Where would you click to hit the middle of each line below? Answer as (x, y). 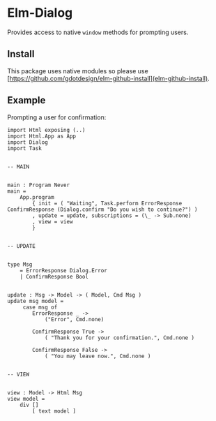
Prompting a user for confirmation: (57, 117)
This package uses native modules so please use (78, 71)
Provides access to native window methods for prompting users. (98, 32)
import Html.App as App (42, 136)
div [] (29, 405)
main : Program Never (39, 185)
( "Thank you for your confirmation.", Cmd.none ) (119, 338)
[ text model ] (54, 411)
